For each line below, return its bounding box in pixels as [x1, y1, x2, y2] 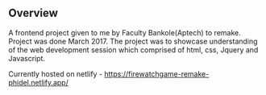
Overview [8, 6, 59, 20]
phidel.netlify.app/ [8, 77, 69, 87]
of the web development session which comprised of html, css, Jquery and [8, 44, 259, 55]
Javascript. [8, 53, 46, 63]
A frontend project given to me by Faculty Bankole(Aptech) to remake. [8, 27, 241, 37]
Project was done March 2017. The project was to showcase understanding [8, 36, 258, 46]
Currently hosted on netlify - [8, 68, 103, 79]
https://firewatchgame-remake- [104, 68, 210, 79]
